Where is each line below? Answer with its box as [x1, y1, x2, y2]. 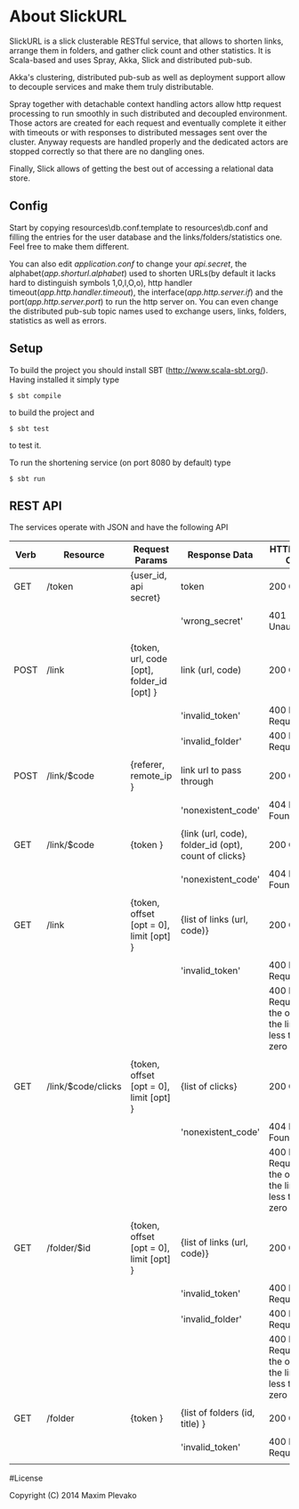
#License [9, 1472, 44, 1484]
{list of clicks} [181, 1081, 238, 1093]
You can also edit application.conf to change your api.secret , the [9, 258, 247, 269]
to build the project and [9, 407, 95, 418]
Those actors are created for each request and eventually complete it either [9, 118, 287, 128]
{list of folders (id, [181, 1407, 255, 1419]
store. [9, 172, 31, 184]
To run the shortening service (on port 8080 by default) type [9, 457, 231, 468]
